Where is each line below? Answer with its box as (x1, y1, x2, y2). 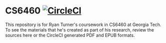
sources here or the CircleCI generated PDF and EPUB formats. (5, 32, 135, 38)
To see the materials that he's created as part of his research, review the (5, 26, 155, 32)
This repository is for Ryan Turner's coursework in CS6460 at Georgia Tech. (5, 21, 162, 27)
